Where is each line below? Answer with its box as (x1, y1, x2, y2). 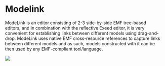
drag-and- (137, 30, 159, 36)
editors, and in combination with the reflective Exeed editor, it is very (5, 25, 145, 31)
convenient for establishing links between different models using (5, 30, 137, 36)
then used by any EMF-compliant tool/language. (5, 46, 103, 52)
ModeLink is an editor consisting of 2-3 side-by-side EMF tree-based (5, 20, 147, 26)
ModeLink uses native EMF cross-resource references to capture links (17, 35, 161, 41)
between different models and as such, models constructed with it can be (5, 40, 155, 46)
